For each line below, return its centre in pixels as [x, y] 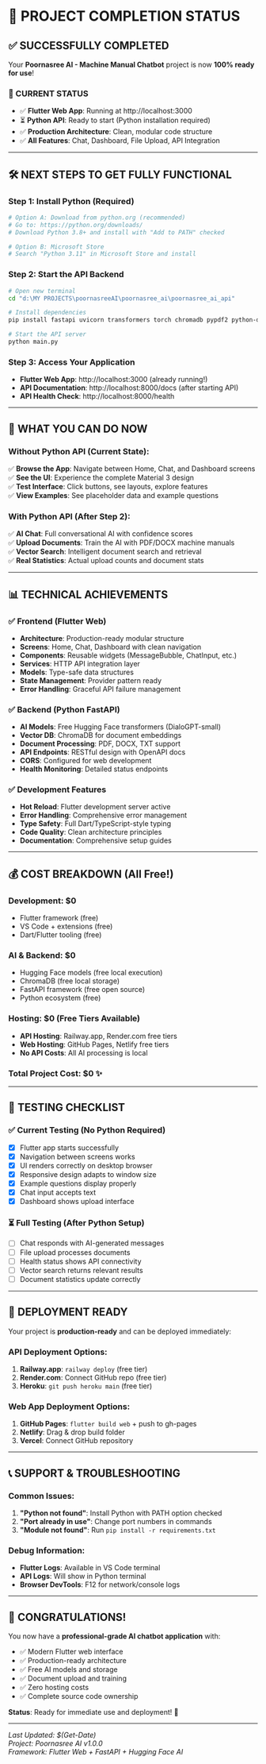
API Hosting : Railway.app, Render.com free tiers [99, 1036]
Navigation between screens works [78, 1156]
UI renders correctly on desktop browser [86, 1165]
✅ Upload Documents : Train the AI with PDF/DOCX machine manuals [122, 542]
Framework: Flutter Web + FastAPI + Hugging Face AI [96, 1751]
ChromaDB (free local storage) [70, 981]
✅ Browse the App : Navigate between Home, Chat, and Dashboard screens [132, 469]
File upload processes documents [75, 1252]
